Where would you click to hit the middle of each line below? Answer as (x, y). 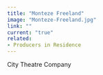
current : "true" (30, 32)
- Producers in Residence (44, 45)
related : (20, 39)
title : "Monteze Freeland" (46, 13)
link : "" (20, 26)
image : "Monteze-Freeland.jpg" (52, 20)
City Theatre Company (39, 64)
